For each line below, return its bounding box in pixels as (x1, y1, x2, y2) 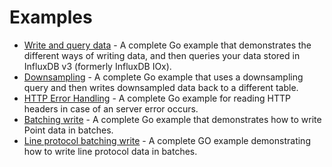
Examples (9, 6, 93, 29)
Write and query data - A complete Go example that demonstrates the (23, 39, 312, 51)
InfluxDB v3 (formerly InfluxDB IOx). (23, 60, 172, 72)
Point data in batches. (23, 124, 114, 136)
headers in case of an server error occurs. (23, 102, 199, 115)
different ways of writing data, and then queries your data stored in (23, 49, 301, 61)
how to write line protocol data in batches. (23, 145, 198, 157)
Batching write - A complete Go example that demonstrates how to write (23, 113, 322, 125)
